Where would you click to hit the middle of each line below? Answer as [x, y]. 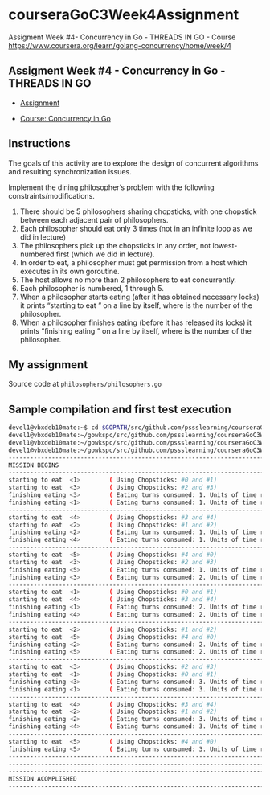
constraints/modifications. [51, 195]
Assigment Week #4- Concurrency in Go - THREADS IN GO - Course [122, 37]
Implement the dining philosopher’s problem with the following [111, 187]
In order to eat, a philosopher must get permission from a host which [133, 262]
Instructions [39, 143]
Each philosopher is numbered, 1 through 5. [92, 288]
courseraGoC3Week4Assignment [124, 15]
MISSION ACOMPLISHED [43, 779]
